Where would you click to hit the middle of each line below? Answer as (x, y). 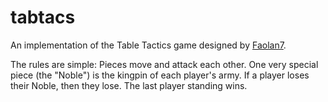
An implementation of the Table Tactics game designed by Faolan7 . (148, 45)
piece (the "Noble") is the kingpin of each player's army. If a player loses (160, 75)
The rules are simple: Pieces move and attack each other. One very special (164, 64)
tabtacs (43, 17)
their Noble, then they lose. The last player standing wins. (129, 85)
